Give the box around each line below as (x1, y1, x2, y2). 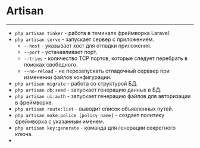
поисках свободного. (23, 61, 79, 68)
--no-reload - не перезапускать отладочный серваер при (23, 67, 170, 74)
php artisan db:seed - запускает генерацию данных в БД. (14, 86, 162, 93)
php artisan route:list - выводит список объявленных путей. (14, 105, 174, 112)
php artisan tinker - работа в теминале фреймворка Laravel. (14, 29, 171, 36)
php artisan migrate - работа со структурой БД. (14, 80, 138, 87)
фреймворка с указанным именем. (14, 118, 105, 125)
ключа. (14, 130, 33, 137)
